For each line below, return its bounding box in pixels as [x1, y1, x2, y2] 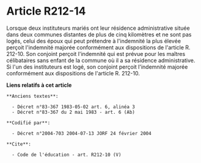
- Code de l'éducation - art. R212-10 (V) [12, 151, 122, 158]
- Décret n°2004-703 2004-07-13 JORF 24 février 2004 [12, 130, 152, 136]
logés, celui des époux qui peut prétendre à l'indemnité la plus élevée [6, 37, 181, 44]
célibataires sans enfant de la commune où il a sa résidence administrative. [6, 57, 196, 64]
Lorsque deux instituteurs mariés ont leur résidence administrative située [6, 24, 191, 32]
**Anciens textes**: [6, 93, 59, 99]
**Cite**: [6, 141, 32, 147]
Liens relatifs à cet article [6, 81, 72, 89]
